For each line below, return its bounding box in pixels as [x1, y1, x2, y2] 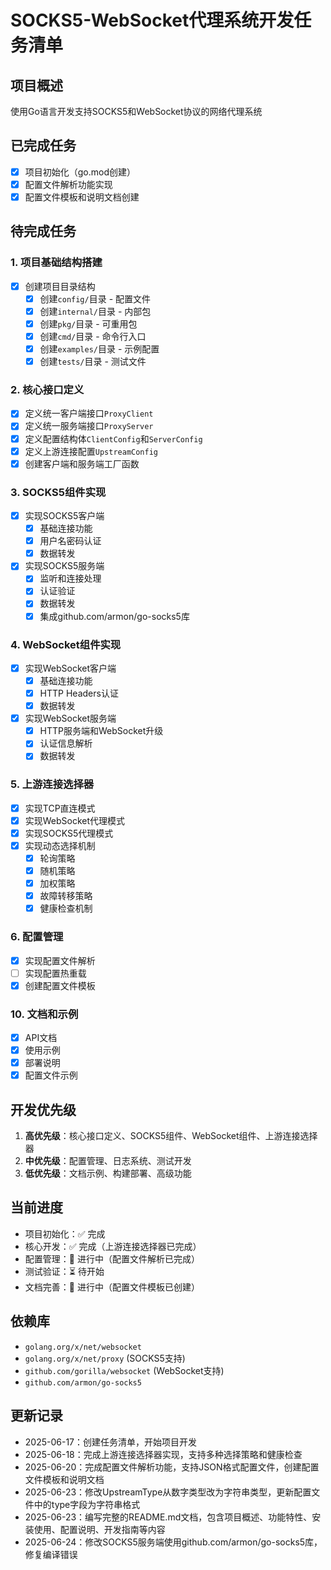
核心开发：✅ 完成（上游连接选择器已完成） [24, 1240, 202, 1252]
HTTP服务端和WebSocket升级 [39, 725, 164, 737]
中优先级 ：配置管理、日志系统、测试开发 [24, 1155, 192, 1167]
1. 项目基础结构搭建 [10, 256, 103, 270]
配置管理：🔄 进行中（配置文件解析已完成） [24, 1252, 200, 1265]
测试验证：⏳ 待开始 [24, 1265, 105, 1277]
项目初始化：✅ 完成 [24, 1227, 106, 1240]
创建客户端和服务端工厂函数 [24, 457, 140, 470]
